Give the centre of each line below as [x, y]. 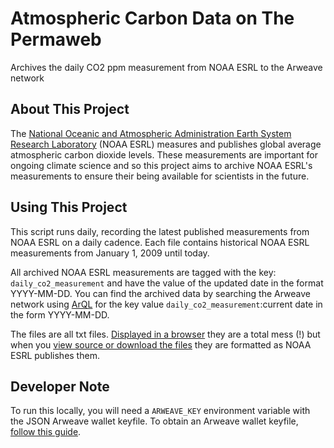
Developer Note [60, 386]
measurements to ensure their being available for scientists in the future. [160, 176]
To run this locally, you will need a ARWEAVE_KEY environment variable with [160, 411]
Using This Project [69, 207]
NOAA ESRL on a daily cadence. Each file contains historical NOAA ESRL [160, 242]
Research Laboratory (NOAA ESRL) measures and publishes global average [166, 144]
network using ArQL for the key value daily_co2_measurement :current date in [166, 304]
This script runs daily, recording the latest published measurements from [160, 231]
